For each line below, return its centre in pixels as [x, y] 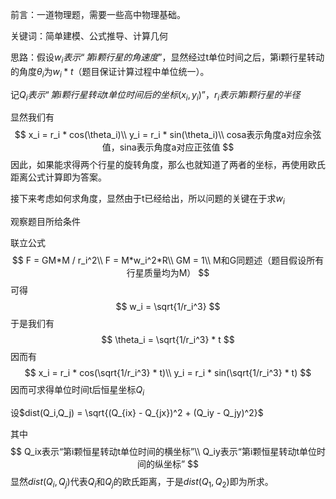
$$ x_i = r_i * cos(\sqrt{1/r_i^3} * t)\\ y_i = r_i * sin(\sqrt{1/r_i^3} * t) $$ [168, 373]
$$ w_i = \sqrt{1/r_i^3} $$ [168, 307]
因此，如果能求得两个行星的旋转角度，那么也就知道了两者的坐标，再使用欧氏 [168, 165]
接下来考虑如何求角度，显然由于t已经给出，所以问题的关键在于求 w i [147, 200]
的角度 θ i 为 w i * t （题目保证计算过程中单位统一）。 [110, 72]
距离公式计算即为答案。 [58, 177]
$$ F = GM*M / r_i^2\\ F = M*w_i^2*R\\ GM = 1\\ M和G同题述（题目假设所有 [168, 260]
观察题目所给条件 [45, 222]
